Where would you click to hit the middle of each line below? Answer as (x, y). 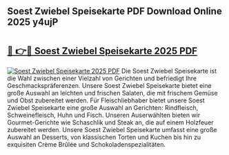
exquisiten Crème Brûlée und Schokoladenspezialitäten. (87, 144)
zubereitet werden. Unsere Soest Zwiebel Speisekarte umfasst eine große (112, 130)
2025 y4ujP (33, 22)
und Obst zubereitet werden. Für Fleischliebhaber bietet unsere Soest (106, 100)
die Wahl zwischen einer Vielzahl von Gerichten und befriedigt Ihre (102, 78)
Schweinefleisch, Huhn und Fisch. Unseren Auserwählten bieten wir (104, 115)
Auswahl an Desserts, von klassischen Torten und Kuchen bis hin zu (104, 137)
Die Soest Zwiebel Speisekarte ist (169, 71)
